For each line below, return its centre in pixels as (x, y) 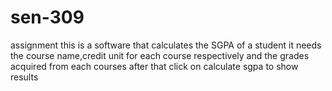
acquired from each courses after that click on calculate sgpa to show (154, 66)
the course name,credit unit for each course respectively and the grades (160, 55)
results (24, 77)
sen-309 (47, 17)
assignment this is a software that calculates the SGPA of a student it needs (166, 45)
